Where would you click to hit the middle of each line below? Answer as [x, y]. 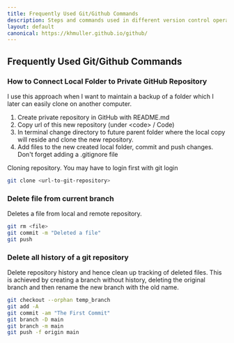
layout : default [31, 26]
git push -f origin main [43, 333]
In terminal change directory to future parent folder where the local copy [121, 132]
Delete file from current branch [61, 198]
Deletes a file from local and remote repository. [75, 214]
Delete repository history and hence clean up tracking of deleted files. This [115, 273]
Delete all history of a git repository [68, 257]
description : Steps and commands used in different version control [109, 20]
